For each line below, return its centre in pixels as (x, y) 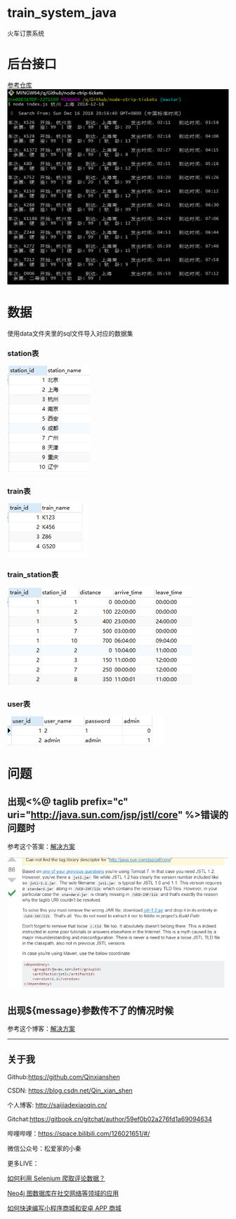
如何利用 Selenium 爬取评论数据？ (56, 1178)
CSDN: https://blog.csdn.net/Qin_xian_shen (70, 1090)
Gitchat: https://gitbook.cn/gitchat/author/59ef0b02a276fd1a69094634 (110, 1119)
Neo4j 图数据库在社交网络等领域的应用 (63, 1193)
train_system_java (62, 13)
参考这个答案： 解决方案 (41, 846)
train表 (19, 491)
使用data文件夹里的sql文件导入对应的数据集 (70, 333)
